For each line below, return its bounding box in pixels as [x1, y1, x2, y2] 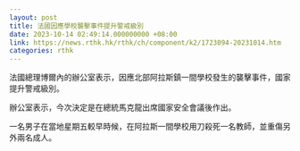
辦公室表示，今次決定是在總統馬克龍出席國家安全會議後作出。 [9, 102, 237, 113]
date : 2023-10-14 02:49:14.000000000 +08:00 [9, 29, 178, 38]
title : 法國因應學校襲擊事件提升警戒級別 [9, 21, 145, 30]
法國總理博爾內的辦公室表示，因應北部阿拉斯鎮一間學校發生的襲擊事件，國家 [9, 72, 291, 83]
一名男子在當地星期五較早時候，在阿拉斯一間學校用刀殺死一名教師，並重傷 [9, 122, 283, 132]
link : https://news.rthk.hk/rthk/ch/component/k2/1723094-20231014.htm [9, 38, 281, 47]
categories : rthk [9, 46, 74, 55]
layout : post [9, 13, 58, 22]
